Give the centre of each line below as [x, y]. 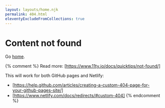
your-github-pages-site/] [38, 90]
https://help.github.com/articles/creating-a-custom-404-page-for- [82, 85]
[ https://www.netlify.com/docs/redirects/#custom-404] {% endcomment [86, 96]
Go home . [15, 56]
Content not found [44, 43]
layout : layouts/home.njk [32, 10]
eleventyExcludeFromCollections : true [45, 19]
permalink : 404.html [26, 14]
